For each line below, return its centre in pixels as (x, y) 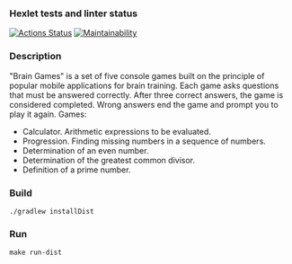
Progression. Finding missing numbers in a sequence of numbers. (144, 141)
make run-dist (36, 253)
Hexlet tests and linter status (73, 13)
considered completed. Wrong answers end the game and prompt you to (144, 104)
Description (35, 57)
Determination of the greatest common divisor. (109, 160)
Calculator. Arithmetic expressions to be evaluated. (116, 131)
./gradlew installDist (52, 211)
